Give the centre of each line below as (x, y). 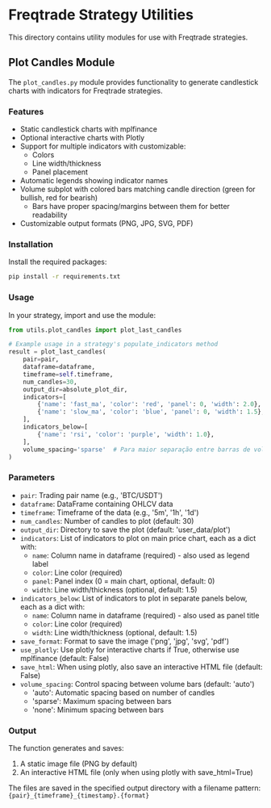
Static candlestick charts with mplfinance (88, 129)
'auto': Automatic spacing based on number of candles (123, 693)
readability (50, 215)
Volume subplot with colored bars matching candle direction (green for (138, 189)
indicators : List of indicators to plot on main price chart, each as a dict (138, 538)
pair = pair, (41, 360)
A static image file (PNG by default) (79, 764)
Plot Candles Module (62, 63)
